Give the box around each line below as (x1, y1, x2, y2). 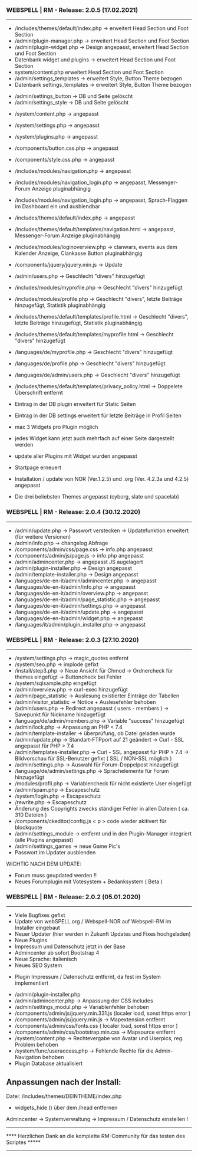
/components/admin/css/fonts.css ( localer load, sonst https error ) (14, 1022, 178, 1030)
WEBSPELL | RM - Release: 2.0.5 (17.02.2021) (6, 6, 138, 14)
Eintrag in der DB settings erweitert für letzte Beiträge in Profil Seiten (14, 412, 181, 419)
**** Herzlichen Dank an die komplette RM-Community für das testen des (6, 1133, 186, 1139)
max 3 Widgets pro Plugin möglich (14, 424, 98, 431)
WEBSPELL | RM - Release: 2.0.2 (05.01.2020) (6, 893, 141, 901)
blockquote (14, 824, 42, 831)
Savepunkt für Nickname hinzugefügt (14, 711, 106, 718)
